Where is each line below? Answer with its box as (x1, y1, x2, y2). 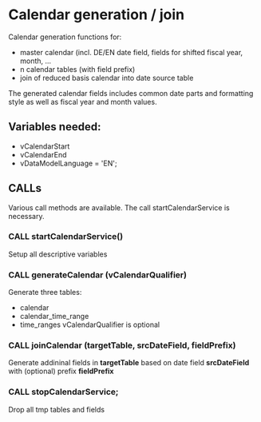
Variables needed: (8, 120, 101, 133)
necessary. (8, 211, 45, 221)
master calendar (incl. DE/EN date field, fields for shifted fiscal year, (19, 47, 243, 57)
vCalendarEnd (19, 149, 67, 159)
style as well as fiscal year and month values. (8, 97, 157, 106)
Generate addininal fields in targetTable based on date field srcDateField (8, 358, 250, 368)
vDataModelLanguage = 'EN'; (19, 158, 117, 168)
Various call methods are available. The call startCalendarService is (8, 202, 230, 213)
